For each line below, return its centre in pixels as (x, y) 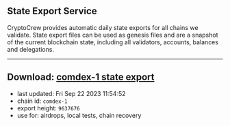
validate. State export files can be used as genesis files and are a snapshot (113, 35)
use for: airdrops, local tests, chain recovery (79, 115)
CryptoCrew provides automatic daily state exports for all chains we (103, 27)
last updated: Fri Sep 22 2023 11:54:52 (71, 93)
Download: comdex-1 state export (81, 77)
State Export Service (52, 11)
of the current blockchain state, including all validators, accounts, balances (113, 42)
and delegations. (31, 49)
